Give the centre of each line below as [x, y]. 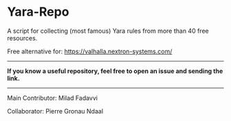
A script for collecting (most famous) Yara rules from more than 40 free [108, 31]
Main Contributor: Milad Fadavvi [53, 98]
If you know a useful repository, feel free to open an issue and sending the [115, 71]
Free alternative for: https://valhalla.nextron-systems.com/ [90, 51]
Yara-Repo [38, 12]
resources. [22, 38]
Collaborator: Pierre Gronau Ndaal [55, 111]
